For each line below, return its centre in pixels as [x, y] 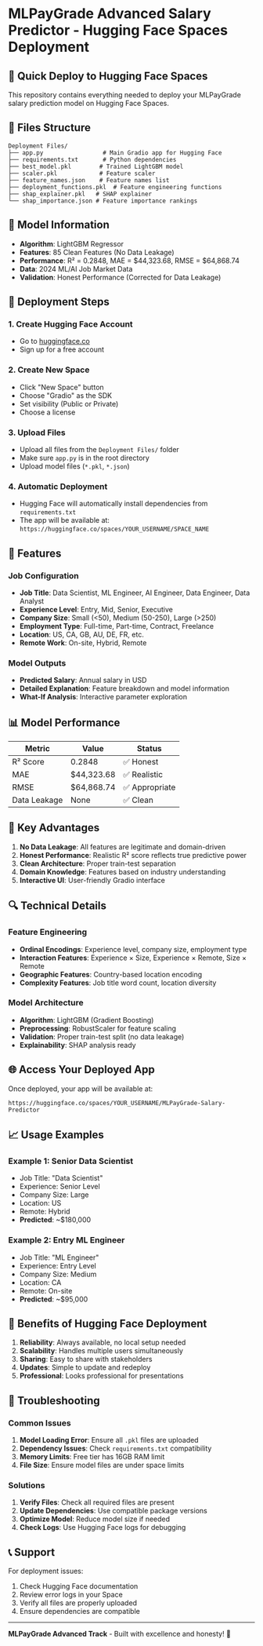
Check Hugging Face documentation [79, 1586]
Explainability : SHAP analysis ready [77, 1045]
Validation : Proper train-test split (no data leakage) [102, 1036]
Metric [38, 748]
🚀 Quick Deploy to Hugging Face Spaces [108, 76]
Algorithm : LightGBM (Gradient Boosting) [86, 1020]
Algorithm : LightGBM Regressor [71, 243]
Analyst [32, 600]
